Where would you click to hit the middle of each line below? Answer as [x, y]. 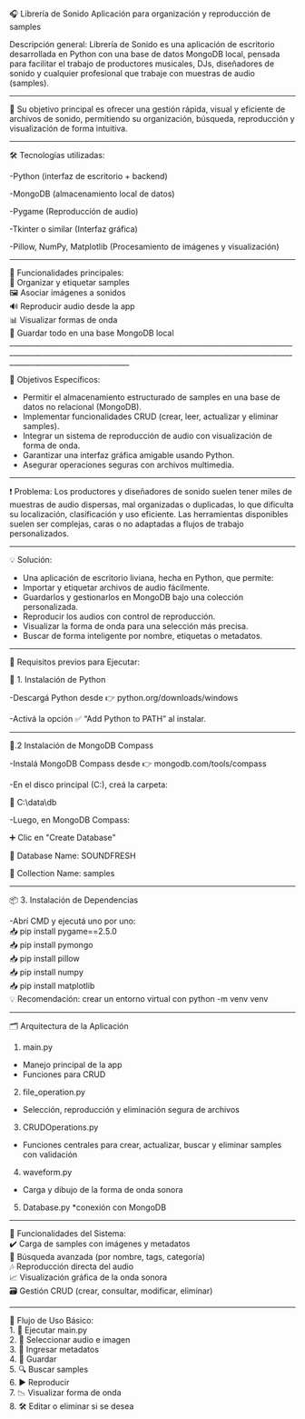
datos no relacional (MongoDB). [82, 407]
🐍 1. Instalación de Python [58, 680]
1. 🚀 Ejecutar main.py [49, 1330]
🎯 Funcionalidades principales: [67, 273]
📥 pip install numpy [47, 972]
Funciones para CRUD [64, 1074]
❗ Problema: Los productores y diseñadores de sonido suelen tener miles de [151, 491]
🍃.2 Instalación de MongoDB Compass [82, 745]
